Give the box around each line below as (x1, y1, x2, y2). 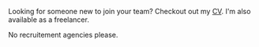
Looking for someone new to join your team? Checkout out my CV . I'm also (8, 7, 251, 16)
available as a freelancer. (8, 15, 89, 24)
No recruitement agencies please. (8, 31, 118, 39)
